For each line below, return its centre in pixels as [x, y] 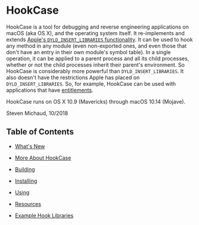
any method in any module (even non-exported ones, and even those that [97, 46]
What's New [30, 146]
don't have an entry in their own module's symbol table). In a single [88, 52]
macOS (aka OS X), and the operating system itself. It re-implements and [95, 33]
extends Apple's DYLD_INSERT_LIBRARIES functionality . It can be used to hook [99, 39]
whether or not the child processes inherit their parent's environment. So [95, 65]
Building [25, 169]
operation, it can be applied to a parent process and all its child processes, [98, 58]
